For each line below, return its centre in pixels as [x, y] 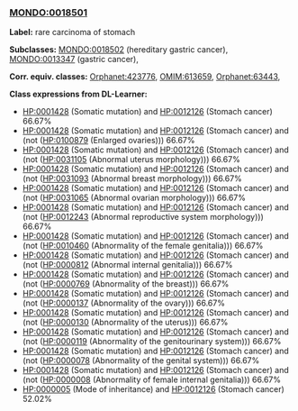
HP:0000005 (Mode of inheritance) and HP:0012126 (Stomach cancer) [154, 389]
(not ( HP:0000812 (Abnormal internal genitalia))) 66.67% [127, 265]
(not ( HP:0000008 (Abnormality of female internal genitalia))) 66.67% [152, 379]
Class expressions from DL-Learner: [78, 94]
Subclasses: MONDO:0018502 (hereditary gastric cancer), [119, 50]
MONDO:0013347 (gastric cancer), [74, 59]
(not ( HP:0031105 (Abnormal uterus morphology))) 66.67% [131, 160]
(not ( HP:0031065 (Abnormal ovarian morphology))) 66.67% [134, 198]
